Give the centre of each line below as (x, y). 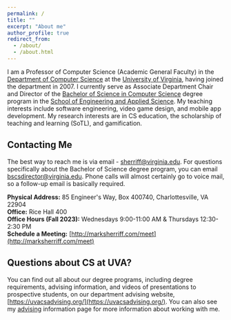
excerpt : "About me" (37, 26)
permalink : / (26, 13)
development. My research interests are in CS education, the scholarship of (114, 115)
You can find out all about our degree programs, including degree (100, 279)
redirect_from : (29, 39)
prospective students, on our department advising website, (91, 294)
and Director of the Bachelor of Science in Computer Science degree (105, 93)
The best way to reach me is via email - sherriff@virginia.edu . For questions (115, 161)
